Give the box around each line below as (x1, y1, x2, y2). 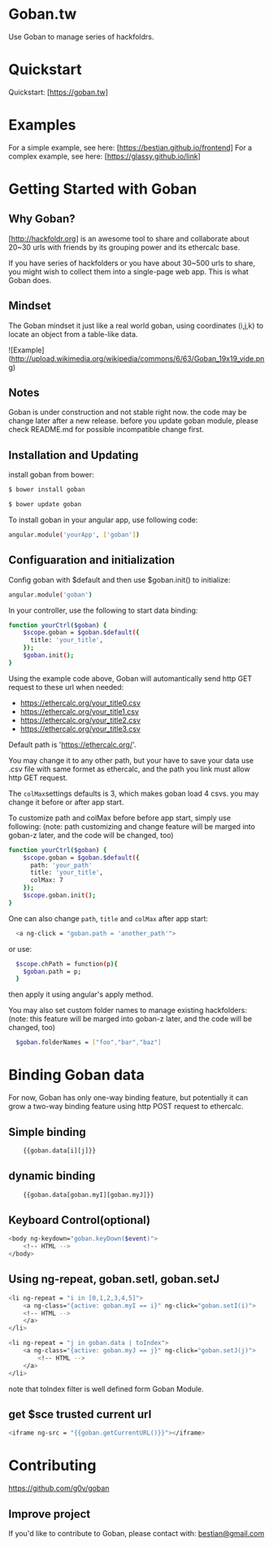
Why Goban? (8, 212, 76, 226)
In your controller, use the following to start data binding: (8, 605, 198, 615)
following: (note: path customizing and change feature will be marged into (8, 821, 256, 831)
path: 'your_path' (29, 861, 93, 869)
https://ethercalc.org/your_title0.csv (19, 697, 141, 708)
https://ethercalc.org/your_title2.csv (19, 715, 141, 725)
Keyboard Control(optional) (8, 1213, 151, 1227)
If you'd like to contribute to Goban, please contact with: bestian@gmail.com (8, 1528, 265, 1538)
